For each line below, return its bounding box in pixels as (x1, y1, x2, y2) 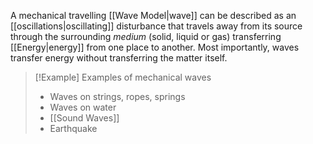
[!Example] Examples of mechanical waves (34, 71, 212, 83)
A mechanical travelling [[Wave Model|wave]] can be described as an (10, 10, 297, 21)
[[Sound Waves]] (49, 112, 120, 124)
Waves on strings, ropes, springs (49, 91, 186, 102)
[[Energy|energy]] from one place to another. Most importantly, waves (10, 41, 300, 53)
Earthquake (49, 123, 98, 134)
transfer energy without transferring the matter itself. (10, 52, 228, 64)
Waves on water (49, 101, 117, 113)
